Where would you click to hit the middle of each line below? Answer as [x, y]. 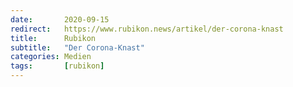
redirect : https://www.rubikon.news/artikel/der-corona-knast [147, 29]
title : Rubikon [53, 38]
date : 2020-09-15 [60, 19]
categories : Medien [51, 57]
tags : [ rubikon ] [57, 66]
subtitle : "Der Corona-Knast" [77, 47]
